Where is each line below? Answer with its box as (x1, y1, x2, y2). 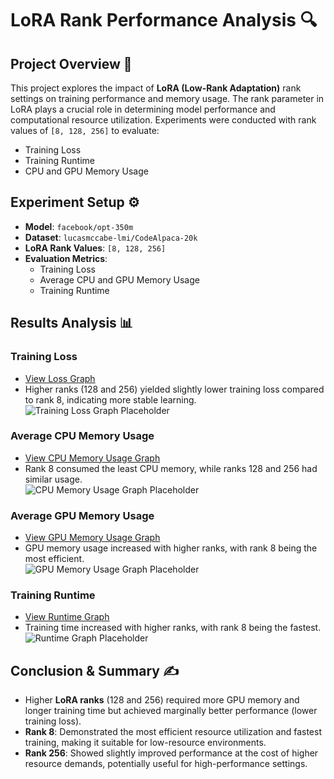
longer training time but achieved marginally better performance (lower (24, 705, 318, 717)
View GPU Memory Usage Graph (24, 532, 161, 544)
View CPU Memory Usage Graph (24, 452, 161, 464)
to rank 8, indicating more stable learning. (24, 393, 197, 406)
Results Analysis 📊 (10, 315, 133, 332)
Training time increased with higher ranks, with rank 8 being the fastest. (24, 622, 322, 634)
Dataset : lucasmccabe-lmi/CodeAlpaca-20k (24, 231, 198, 243)
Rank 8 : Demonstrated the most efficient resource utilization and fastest (24, 726, 322, 738)
